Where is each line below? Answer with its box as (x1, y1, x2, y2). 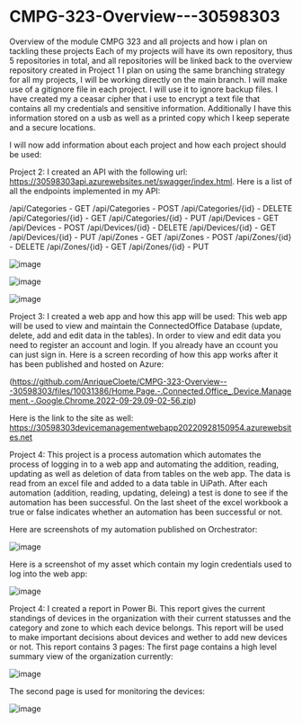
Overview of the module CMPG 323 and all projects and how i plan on (9, 36, 268, 47)
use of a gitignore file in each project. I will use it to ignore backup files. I (9, 84, 279, 94)
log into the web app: (9, 568, 88, 579)
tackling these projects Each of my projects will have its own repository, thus (9, 45, 293, 56)
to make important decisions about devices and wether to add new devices (9, 631, 288, 642)
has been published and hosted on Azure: (9, 358, 164, 370)
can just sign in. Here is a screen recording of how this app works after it (9, 349, 279, 360)
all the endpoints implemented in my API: (9, 185, 161, 196)
